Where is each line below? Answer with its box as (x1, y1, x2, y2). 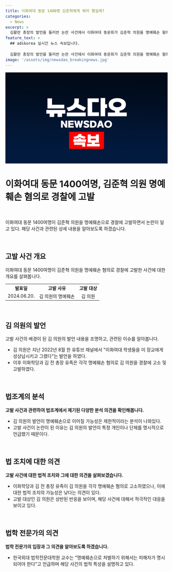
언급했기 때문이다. (12, 430, 49, 437)
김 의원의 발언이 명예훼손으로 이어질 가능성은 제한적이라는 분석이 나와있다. (12, 418, 162, 424)
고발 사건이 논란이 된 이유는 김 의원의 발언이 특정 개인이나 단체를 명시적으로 (12, 424, 164, 430)
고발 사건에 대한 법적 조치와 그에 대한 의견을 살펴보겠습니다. (5, 472, 124, 478)
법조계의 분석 (5, 392, 45, 401)
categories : (5, 13, 31, 19)
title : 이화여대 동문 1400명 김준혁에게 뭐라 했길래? (5, 8, 105, 13)
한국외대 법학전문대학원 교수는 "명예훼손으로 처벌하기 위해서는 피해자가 (12, 554, 156, 561)
